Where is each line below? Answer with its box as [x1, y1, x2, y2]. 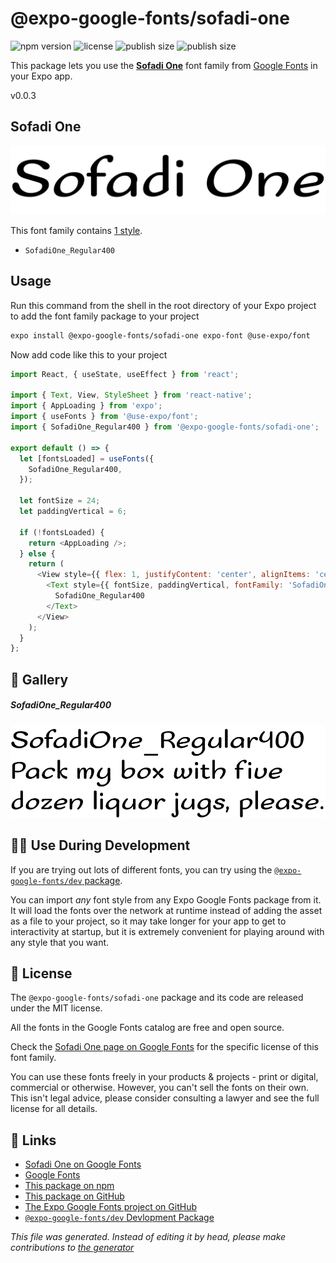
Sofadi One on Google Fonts [24, 1158, 142, 1171]
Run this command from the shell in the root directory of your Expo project [10, 299, 317, 311]
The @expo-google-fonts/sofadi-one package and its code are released [10, 992, 304, 1004]
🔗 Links [10, 1132, 57, 1149]
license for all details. [10, 1103, 98, 1115]
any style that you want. [10, 936, 110, 948]
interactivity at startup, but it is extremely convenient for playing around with [10, 925, 325, 937]
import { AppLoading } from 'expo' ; [10, 401, 163, 411]
